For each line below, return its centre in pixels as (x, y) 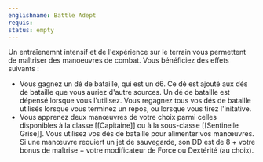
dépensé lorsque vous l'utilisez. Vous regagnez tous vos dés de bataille (135, 101)
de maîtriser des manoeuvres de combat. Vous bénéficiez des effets (119, 60)
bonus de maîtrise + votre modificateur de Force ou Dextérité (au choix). (137, 150)
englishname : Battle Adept (52, 15)
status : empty (31, 30)
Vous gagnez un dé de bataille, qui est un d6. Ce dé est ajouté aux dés (133, 84)
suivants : (24, 69)
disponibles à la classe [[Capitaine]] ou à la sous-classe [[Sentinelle (129, 125)
